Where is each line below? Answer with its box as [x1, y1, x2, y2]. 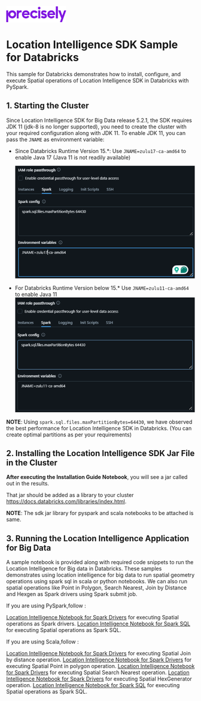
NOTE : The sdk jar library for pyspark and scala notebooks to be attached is [6, 510, 194, 517]
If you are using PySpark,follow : [6, 602, 87, 609]
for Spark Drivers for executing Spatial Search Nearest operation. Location [6, 669, 190, 676]
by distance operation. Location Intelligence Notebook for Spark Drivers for [6, 656, 192, 663]
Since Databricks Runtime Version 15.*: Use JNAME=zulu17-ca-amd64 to [14, 147, 187, 154]
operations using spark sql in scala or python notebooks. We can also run [6, 578, 187, 585]
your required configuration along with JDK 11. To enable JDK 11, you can [6, 129, 186, 136]
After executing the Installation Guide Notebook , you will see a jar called [6, 474, 188, 481]
